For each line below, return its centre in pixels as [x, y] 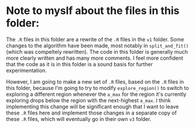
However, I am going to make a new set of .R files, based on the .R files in [95, 82]
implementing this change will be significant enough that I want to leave [93, 106]
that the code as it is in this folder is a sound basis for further [80, 64]
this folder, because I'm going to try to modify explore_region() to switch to [97, 88]
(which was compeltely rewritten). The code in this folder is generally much [97, 51]
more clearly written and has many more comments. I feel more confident [95, 58]
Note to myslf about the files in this [93, 11]
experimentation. [26, 70]
